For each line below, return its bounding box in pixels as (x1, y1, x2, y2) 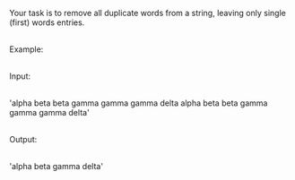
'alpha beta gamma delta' (9, 161, 104, 171)
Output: (9, 134, 38, 144)
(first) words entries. (9, 17, 85, 28)
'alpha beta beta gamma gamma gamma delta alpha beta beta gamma (9, 98, 268, 108)
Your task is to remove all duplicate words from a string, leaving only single (9, 8, 287, 18)
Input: (9, 71, 31, 81)
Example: (9, 44, 44, 55)
